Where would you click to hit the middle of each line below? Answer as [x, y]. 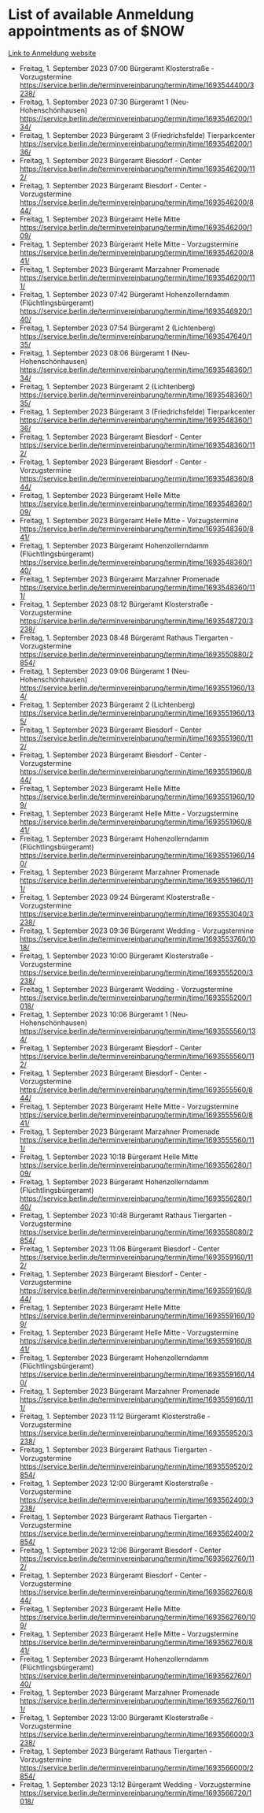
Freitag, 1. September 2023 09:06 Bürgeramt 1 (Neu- [104, 671]
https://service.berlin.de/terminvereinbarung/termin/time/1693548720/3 [136, 621]
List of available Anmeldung [101, 15]
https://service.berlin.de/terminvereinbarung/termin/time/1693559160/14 [137, 1374]
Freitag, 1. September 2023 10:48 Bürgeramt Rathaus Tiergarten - [126, 1215]
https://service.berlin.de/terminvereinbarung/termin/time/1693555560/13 [137, 1031]
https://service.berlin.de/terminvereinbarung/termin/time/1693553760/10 [137, 938]
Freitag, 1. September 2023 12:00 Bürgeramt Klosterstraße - [116, 1483]
